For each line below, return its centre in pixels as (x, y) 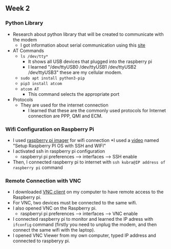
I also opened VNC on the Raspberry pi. (55, 208)
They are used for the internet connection (64, 105)
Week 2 (18, 8)
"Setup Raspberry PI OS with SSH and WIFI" (59, 146)
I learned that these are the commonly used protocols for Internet (97, 110)
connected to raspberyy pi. (41, 241)
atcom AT (30, 89)
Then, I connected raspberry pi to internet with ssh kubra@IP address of (89, 162)
